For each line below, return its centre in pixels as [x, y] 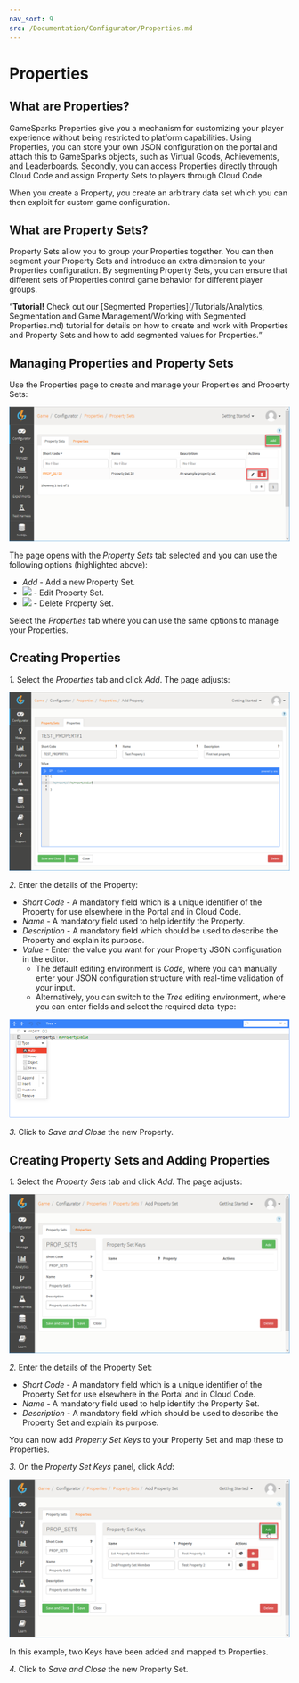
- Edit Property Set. [69, 593]
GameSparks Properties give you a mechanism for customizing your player [146, 128]
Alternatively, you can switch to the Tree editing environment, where [161, 997]
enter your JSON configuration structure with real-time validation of [159, 978]
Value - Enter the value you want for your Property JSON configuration [152, 949]
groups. [24, 289]
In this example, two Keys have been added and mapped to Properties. [139, 1652]
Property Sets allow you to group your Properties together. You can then [141, 252]
